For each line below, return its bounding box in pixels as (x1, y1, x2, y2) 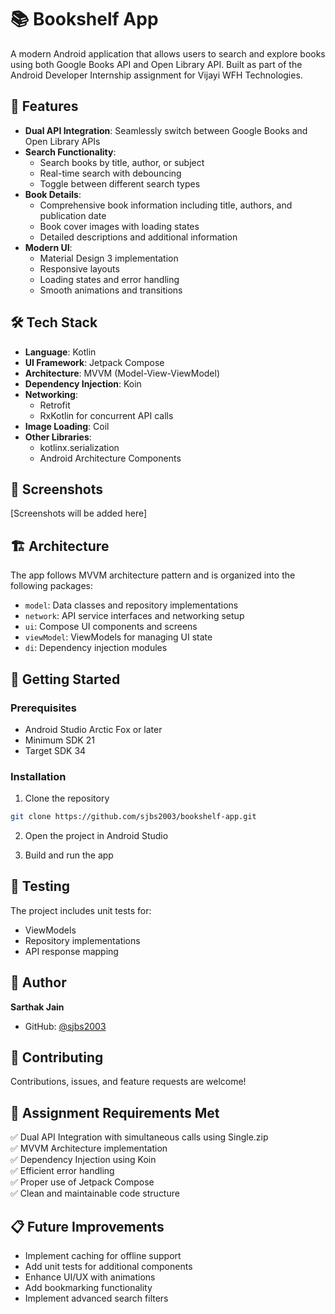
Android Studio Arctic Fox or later (24, 723, 163, 735)
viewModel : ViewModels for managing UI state (24, 631, 213, 643)
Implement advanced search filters (24, 1292, 169, 1305)
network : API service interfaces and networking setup (24, 610, 245, 622)
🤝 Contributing (10, 1049, 104, 1066)
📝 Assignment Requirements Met (10, 1104, 220, 1121)
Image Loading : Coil (24, 420, 110, 432)
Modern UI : (24, 241, 73, 253)
